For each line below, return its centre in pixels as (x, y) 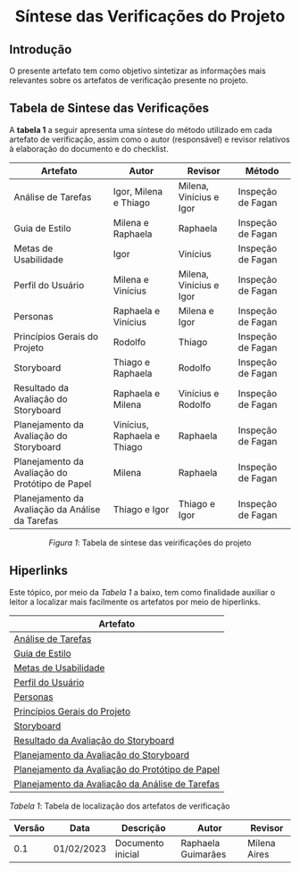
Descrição (143, 827)
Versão (29, 827)
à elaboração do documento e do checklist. (89, 148)
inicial (127, 854)
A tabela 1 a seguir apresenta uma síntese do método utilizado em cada (141, 129)
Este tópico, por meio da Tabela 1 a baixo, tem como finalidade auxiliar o (142, 592)
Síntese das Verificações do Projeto (150, 17)
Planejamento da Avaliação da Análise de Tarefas (117, 784)
